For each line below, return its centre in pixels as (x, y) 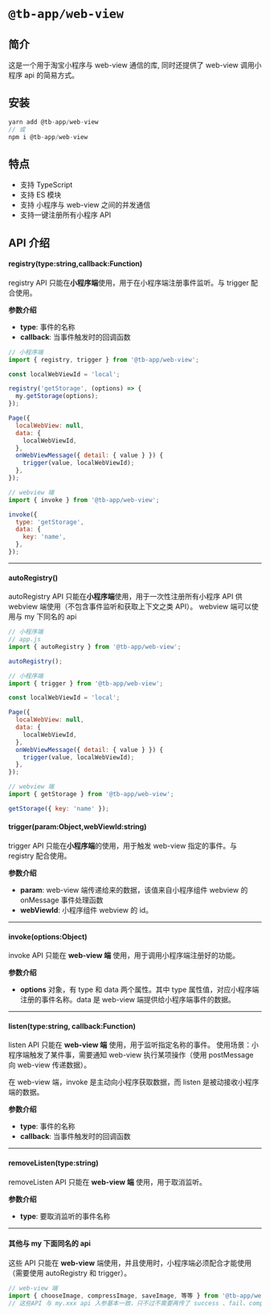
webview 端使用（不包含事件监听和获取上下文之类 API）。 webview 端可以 (130, 606)
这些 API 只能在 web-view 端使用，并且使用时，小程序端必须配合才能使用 (130, 1263)
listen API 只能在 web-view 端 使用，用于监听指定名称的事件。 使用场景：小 (134, 1045)
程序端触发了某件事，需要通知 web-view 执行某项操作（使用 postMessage (131, 1055)
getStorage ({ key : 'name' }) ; (59, 808)
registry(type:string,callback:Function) (76, 264)
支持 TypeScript (46, 185)
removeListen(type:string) (53, 1163)
